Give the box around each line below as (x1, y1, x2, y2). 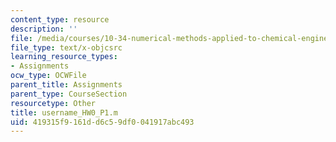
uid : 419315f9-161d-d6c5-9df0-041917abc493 (10, 117, 195, 127)
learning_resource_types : (10, 52, 118, 62)
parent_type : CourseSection (10, 89, 128, 99)
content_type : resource (10, 14, 110, 25)
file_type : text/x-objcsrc (10, 42, 123, 53)
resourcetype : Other (10, 98, 97, 108)
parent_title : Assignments (10, 80, 123, 90)
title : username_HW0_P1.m (10, 107, 118, 118)
